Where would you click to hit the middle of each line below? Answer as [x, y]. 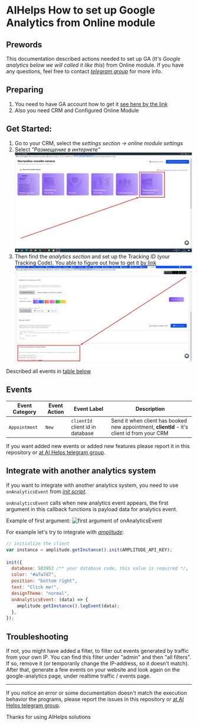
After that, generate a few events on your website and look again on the [93, 670]
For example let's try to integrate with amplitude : [65, 532]
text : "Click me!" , [35, 587]
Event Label [88, 408]
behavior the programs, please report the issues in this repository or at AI [95, 699]
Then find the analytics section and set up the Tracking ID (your [92, 256]
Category [24, 412]
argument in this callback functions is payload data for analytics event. [92, 509]
